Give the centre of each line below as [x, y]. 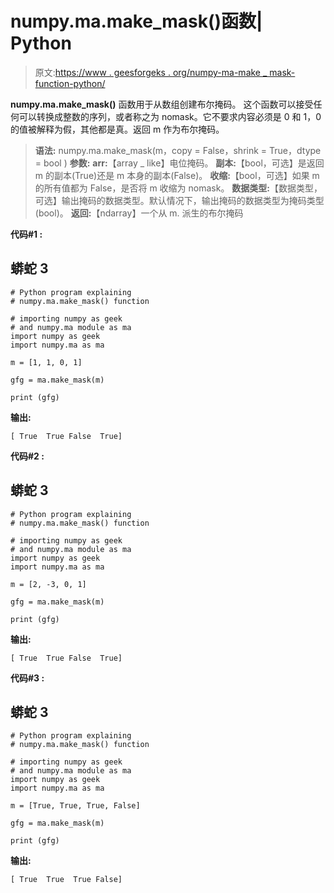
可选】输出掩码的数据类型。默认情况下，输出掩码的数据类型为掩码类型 [179, 200]
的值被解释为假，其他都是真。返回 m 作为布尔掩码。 [117, 129]
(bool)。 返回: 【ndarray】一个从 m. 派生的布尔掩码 [139, 213]
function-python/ [70, 83]
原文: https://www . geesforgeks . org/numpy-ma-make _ [151, 72]
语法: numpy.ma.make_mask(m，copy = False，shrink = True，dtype [178, 150]
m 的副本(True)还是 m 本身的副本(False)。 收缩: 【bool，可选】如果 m [177, 175]
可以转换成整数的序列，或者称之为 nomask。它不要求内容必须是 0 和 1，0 [170, 116]
